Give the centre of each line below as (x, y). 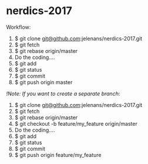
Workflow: (18, 27)
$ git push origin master (43, 82)
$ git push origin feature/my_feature (58, 155)
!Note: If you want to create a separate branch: (63, 93)
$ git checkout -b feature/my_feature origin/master (76, 123)
